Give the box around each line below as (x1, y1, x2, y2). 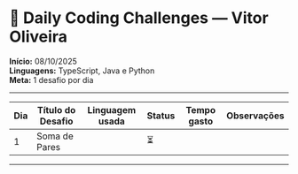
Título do (36, 103, 76, 116)
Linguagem (87, 103, 137, 116)
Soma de (36, 130, 74, 142)
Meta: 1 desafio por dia (9, 74, 94, 85)
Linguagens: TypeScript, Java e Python (9, 65, 155, 76)
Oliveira (9, 26, 68, 47)
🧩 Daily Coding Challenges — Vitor (9, 8, 269, 28)
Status (146, 110, 176, 122)
